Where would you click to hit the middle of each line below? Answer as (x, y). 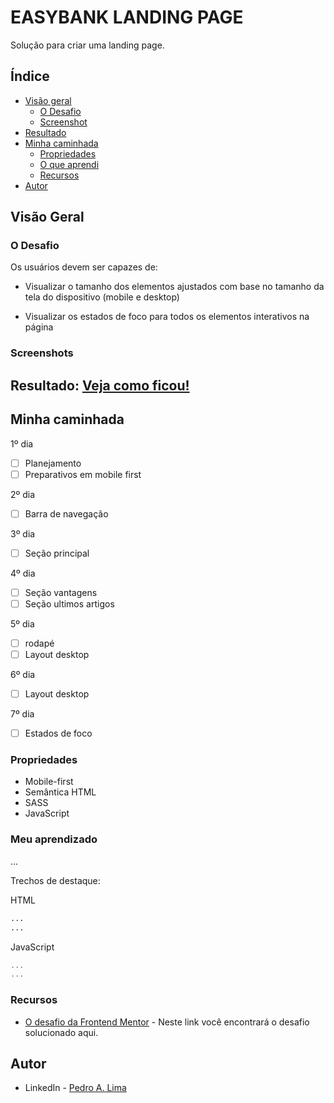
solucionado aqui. (61, 1032)
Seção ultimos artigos (69, 603)
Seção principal (57, 553)
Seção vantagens (61, 592)
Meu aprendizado (54, 839)
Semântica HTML (60, 792)
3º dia (23, 533)
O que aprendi (69, 164)
